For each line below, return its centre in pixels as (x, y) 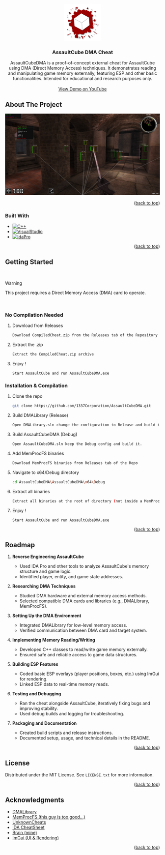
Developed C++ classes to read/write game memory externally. (84, 649)
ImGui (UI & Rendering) (35, 838)
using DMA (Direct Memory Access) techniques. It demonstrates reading (82, 68)
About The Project (34, 104)
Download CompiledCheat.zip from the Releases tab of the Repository (85, 335)
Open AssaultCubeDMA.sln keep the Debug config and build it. (77, 444)
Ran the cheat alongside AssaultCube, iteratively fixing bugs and (85, 703)
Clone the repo (27, 396)
